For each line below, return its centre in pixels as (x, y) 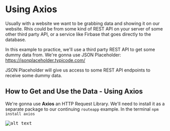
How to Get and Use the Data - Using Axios (74, 92)
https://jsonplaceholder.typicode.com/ (45, 60)
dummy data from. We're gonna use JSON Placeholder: (63, 55)
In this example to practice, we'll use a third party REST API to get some (80, 49)
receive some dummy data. (34, 75)
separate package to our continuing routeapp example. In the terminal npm (82, 109)
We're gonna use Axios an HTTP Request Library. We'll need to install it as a (85, 104)
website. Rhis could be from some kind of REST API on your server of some (84, 28)
